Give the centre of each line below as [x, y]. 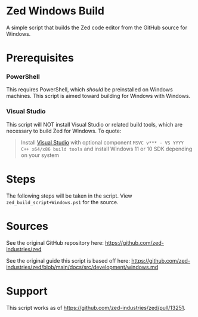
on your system [40, 155]
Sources [27, 226]
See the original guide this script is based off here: [68, 260]
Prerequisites [40, 58]
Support [27, 291]
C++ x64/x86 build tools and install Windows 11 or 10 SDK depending [106, 149]
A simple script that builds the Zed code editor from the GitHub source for [97, 27]
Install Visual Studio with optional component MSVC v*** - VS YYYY [102, 142]
